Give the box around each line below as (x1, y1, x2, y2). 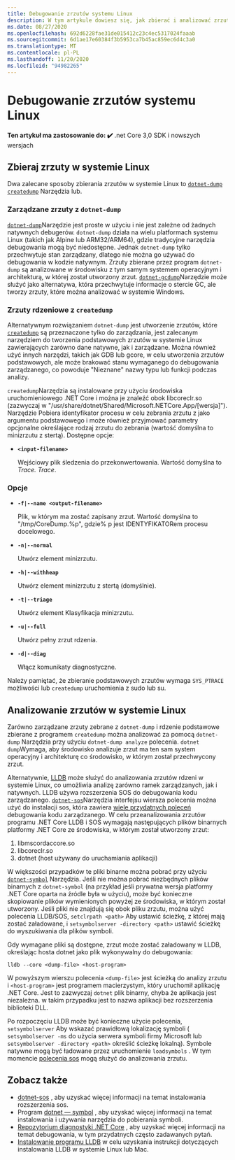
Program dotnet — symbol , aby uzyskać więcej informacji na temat (17, 1108, 213, 1116)
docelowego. (17, 528, 55, 536)
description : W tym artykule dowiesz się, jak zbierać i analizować (7, 17, 211, 24)
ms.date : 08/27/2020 (7, 23, 68, 30)
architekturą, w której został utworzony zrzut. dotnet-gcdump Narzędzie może (7, 272, 227, 281)
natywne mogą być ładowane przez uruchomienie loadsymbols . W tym (7, 1047, 211, 1055)
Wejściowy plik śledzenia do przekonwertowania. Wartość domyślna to (17, 458, 222, 466)
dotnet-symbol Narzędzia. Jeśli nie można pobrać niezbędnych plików (7, 875, 208, 884)
